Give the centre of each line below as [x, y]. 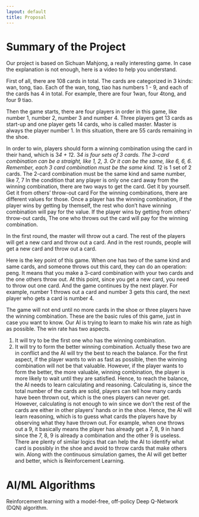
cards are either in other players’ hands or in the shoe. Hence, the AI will [103, 410]
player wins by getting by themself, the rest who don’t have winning [89, 206]
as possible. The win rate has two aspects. [59, 329]
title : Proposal [26, 17]
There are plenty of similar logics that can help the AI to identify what [99, 442]
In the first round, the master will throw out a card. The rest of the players [96, 236]
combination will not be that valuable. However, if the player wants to [99, 366]
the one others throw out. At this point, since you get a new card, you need [97, 279]
